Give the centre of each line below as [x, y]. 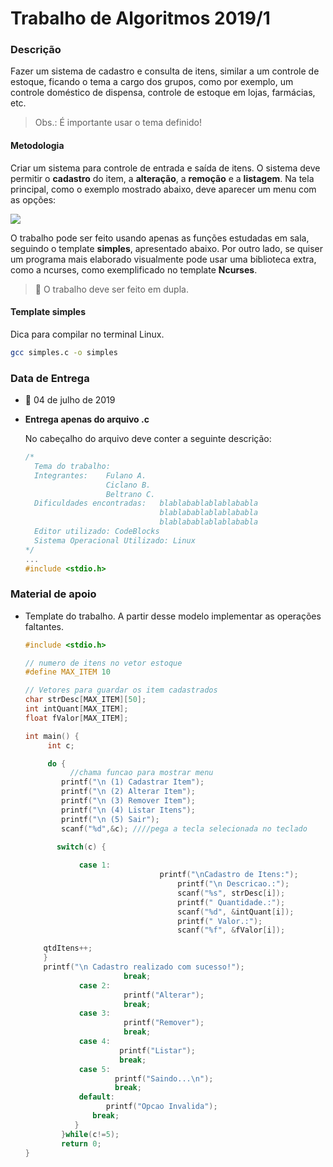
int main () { [52, 736]
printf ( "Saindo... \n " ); [164, 1078]
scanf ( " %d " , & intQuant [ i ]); [236, 912]
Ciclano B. [128, 485]
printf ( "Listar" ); [157, 1050]
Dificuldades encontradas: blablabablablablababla [146, 503]
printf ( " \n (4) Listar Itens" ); [128, 810]
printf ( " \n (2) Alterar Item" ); [128, 792]
